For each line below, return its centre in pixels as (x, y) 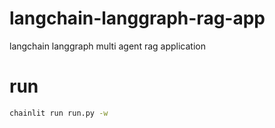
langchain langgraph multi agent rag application (107, 46)
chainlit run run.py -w (59, 113)
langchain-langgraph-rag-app (137, 18)
